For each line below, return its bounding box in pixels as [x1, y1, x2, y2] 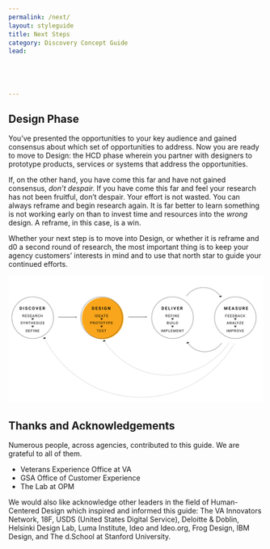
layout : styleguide [8, 21, 74, 30]
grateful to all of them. [8, 449, 82, 458]
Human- [210, 497, 238, 507]
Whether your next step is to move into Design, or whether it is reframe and [8, 234, 259, 243]
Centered [8, 506, 40, 516]
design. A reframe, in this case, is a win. [8, 218, 141, 228]
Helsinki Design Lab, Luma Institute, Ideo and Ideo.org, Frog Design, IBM [8, 523, 250, 533]
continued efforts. [8, 260, 69, 269]
